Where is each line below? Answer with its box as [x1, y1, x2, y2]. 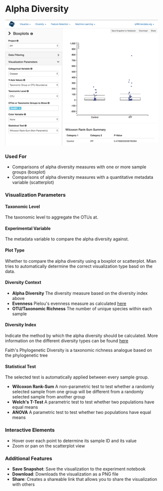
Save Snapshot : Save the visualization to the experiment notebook [12, 466, 146, 472]
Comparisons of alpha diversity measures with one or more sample [12, 164, 147, 170]
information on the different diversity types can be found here [5, 338, 129, 344]
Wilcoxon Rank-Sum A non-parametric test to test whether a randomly [12, 384, 154, 390]
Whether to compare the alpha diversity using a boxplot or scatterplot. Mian [5, 258, 157, 264]
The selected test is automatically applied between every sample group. [5, 374, 149, 380]
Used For [5, 153, 27, 159]
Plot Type [5, 247, 25, 253]
